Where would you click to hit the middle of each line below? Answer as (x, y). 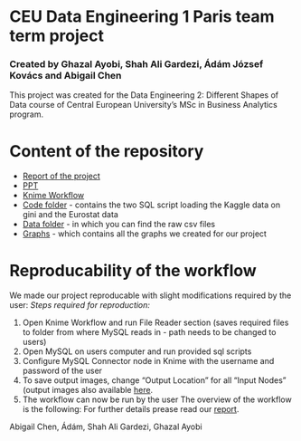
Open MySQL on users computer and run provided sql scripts (137, 351)
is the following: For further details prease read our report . (131, 409)
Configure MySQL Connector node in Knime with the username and (148, 361)
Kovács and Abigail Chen (66, 76)
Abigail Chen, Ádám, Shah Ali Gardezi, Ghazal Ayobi (106, 427)
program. (27, 114)
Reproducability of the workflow (133, 270)
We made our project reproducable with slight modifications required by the (150, 295)
